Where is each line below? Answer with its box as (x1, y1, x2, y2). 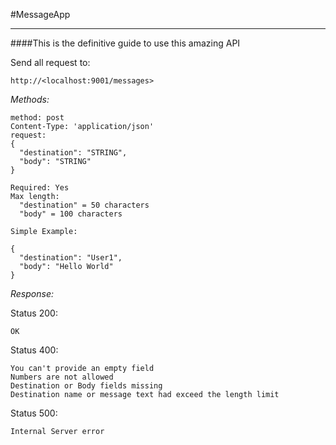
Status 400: (10, 344, 59, 356)
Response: (10, 288, 54, 299)
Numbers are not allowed (10, 372, 114, 382)
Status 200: (10, 307, 58, 319)
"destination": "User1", (19, 253, 123, 263)
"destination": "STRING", (19, 148, 128, 158)
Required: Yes (10, 183, 70, 193)
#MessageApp (10, 9, 71, 20)
